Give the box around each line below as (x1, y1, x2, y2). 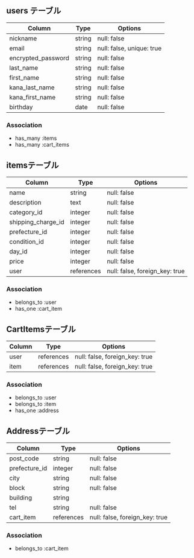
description (9, 198, 42, 206)
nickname (9, 34, 37, 42)
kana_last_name (9, 83, 55, 92)
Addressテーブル (6, 426, 70, 436)
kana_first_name (9, 93, 56, 101)
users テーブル (6, 5, 61, 16)
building (9, 493, 32, 502)
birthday (9, 103, 33, 111)
